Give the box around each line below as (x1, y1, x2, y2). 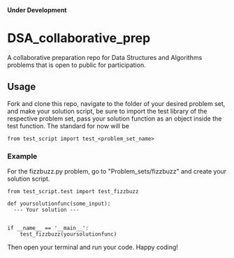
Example (7, 151, 38, 161)
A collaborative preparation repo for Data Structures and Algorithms (7, 53, 203, 61)
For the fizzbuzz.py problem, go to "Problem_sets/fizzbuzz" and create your (7, 167, 227, 176)
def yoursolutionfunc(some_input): (7, 200, 111, 208)
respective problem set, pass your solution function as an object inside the (7, 114, 222, 123)
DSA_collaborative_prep (7, 31, 151, 46)
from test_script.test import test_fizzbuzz (7, 188, 139, 195)
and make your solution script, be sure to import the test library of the (7, 107, 207, 115)
